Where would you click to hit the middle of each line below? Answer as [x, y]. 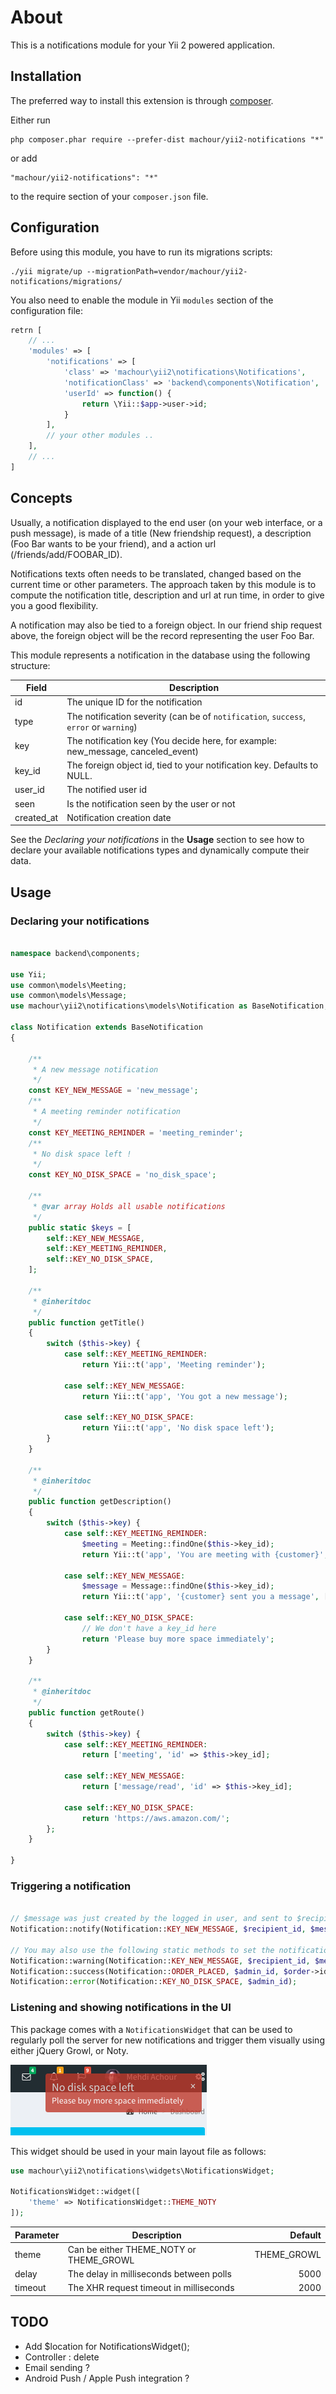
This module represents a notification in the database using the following [160, 655]
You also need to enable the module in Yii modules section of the [142, 300]
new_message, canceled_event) [132, 751]
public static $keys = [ [80, 1227]
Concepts [41, 498]
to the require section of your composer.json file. [109, 196]
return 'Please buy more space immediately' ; [178, 1639]
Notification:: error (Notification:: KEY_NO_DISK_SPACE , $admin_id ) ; [154, 1982]
